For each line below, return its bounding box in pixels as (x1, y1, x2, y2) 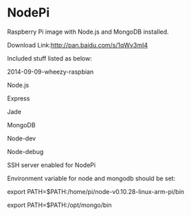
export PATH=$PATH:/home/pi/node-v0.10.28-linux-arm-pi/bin (7, 187, 184, 195)
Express (7, 94, 30, 102)
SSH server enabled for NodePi (7, 160, 96, 169)
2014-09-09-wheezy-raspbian (7, 67, 94, 76)
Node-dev (7, 134, 36, 142)
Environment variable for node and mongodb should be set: (7, 174, 176, 182)
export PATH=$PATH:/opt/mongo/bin (7, 201, 112, 209)
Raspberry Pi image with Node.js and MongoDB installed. (7, 28, 170, 36)
